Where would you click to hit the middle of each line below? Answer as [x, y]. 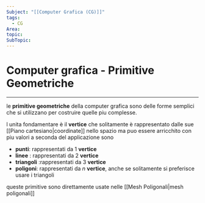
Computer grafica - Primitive [80, 70]
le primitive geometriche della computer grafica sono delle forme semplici [100, 106]
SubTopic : [19, 40]
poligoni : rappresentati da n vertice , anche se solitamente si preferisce [105, 168]
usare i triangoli [35, 175]
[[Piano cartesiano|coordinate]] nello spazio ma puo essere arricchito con [99, 130]
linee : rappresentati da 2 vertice [57, 155]
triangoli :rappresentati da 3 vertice [60, 162]
